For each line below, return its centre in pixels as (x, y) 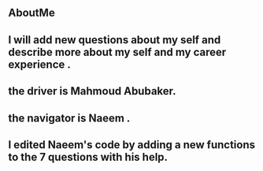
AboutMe (31, 13)
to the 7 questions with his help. (88, 157)
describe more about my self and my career (117, 52)
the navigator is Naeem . (69, 118)
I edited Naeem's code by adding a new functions (132, 145)
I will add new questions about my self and (115, 40)
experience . (39, 64)
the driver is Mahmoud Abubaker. (92, 91)
